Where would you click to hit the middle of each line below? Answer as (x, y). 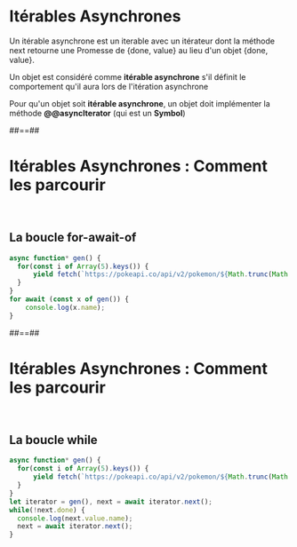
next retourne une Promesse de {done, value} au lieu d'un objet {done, (139, 50)
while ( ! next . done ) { (48, 510)
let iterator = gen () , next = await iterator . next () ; (111, 502)
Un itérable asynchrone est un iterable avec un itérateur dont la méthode (142, 41)
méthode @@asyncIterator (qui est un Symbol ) (97, 113)
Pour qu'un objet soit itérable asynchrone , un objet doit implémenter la (140, 103)
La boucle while (53, 440)
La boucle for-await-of (73, 238)
